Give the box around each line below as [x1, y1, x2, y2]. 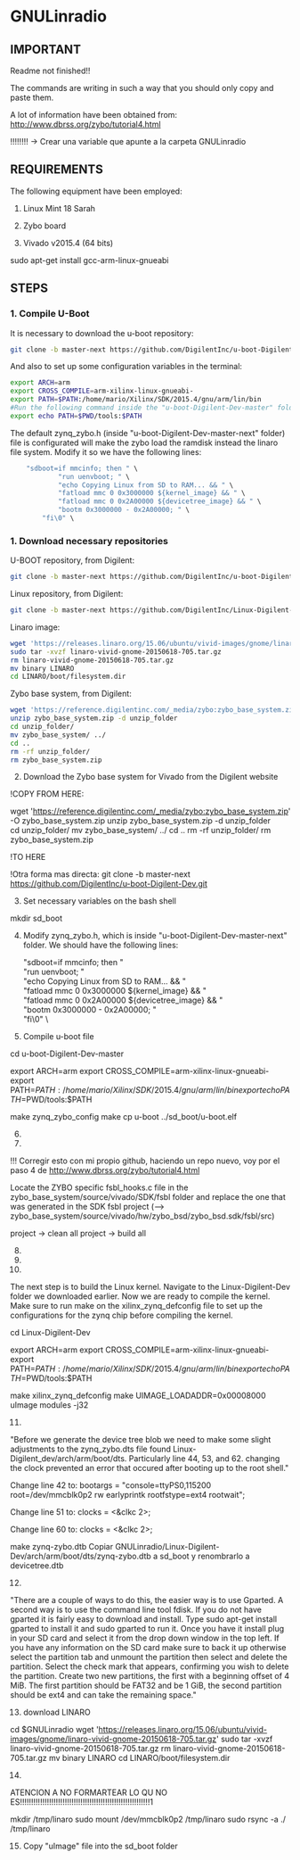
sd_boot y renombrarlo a [159, 1550, 250, 1562]
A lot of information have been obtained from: [10, 110, 177, 120]
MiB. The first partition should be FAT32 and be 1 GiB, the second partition [10, 1680, 282, 1691]
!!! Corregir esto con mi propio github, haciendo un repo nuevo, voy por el [10, 1155, 280, 1166]
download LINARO [22, 1707, 92, 1718]
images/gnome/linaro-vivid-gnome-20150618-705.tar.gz [10, 1733, 217, 1745]
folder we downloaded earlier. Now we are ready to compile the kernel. [10, 1291, 271, 1302]
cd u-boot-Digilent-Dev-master [10, 1048, 124, 1059]
